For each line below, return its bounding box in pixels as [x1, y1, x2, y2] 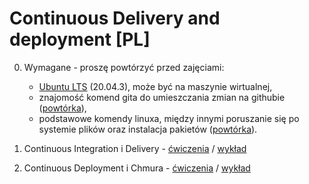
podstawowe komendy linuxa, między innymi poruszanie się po [38, 112, 300, 124]
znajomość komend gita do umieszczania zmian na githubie [38, 91, 286, 103]
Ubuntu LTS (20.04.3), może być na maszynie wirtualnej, [38, 80, 273, 92]
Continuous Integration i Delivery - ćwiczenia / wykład [23, 142, 247, 154]
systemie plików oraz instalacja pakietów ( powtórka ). [38, 123, 258, 135]
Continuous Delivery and [9, 7, 221, 30]
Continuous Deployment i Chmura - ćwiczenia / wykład [23, 162, 251, 174]
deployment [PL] [9, 28, 151, 51]
